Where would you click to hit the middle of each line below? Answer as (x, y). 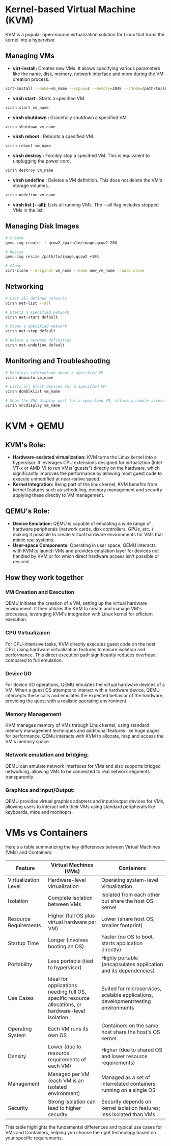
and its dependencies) (128, 971)
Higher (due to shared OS (132, 1050)
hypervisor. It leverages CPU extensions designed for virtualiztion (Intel (87, 462)
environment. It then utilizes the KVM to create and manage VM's (74, 609)
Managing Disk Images (42, 226)
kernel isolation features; (131, 1108)
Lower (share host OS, (128, 919)
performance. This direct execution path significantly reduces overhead (81, 655)
